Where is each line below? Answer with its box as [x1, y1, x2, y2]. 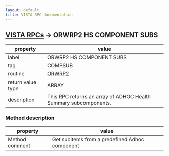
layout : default [5, 7, 39, 13]
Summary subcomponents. [47, 99, 112, 106]
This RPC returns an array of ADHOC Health [47, 93, 151, 100]
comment [8, 142, 30, 149]
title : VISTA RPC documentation [5, 12, 73, 17]
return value [8, 79, 37, 86]
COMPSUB [47, 62, 73, 69]
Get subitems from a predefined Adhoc [52, 136, 144, 143]
